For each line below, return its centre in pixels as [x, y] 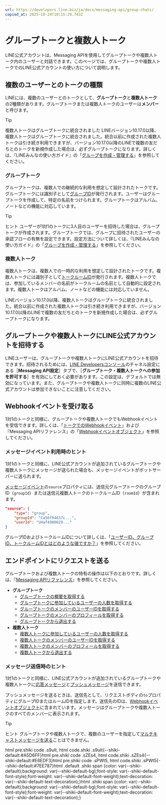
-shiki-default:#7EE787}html [34, 766]
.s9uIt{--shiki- [106, 750]
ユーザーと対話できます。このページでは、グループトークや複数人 [89, 61]
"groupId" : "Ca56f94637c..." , [45, 518]
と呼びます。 [18, 110]
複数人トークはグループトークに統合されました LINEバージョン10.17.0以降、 [82, 130]
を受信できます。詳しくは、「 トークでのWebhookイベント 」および [72, 425]
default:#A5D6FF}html [28, 755]
